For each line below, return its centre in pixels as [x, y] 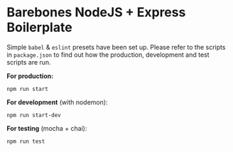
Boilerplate [39, 27]
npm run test [26, 141]
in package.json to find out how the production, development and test [108, 55]
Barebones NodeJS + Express [96, 12]
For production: [30, 76]
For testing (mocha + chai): [47, 128]
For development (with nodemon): [57, 102]
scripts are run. [29, 62]
